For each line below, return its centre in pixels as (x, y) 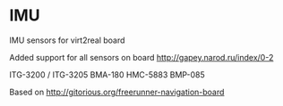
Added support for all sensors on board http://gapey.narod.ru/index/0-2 (141, 57)
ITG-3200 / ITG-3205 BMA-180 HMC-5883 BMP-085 (107, 74)
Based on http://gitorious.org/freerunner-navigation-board (117, 92)
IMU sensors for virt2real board (67, 40)
